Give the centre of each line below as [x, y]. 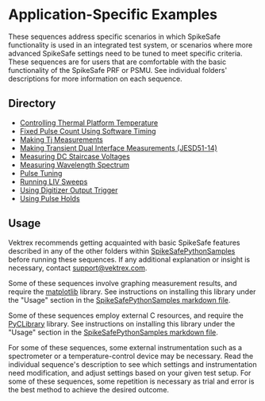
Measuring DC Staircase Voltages [75, 156]
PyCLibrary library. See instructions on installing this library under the [122, 323]
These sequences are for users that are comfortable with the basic [117, 62]
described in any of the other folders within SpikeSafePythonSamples [122, 250]
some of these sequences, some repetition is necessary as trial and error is [131, 381]
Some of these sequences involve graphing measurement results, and [123, 283]
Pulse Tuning [41, 173]
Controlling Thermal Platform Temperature [89, 122]
